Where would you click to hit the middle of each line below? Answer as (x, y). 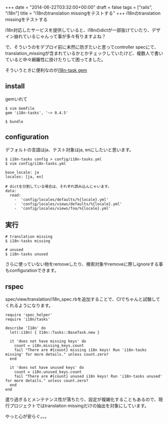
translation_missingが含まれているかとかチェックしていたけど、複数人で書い (84, 53)
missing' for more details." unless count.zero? (57, 355)
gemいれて (16, 99)
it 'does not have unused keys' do (47, 368)
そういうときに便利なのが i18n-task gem (46, 70)
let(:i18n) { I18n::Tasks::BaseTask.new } (55, 333)
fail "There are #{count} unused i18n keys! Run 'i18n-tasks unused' (89, 376)
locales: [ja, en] (24, 177)
